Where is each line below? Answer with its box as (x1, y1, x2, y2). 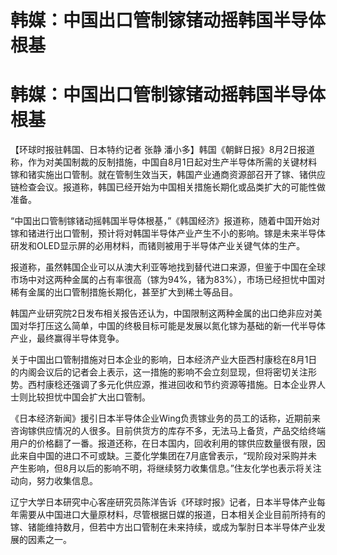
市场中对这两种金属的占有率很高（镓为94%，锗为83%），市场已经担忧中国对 (10, 274, 326, 286)
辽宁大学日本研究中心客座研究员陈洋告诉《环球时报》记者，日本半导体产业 (10, 496, 317, 508)
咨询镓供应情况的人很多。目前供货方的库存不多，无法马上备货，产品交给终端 (10, 425, 326, 437)
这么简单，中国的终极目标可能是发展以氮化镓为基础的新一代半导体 (53, 320, 326, 332)
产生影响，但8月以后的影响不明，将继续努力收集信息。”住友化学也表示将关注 (10, 462, 322, 475)
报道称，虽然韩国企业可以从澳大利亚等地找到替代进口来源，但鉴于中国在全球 (10, 261, 326, 273)
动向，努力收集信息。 (10, 475, 98, 487)
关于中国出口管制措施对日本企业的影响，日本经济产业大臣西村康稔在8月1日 (10, 354, 318, 366)
